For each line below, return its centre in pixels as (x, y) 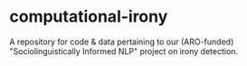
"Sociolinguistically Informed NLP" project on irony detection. (123, 51)
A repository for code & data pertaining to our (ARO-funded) (122, 42)
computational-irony (89, 17)
